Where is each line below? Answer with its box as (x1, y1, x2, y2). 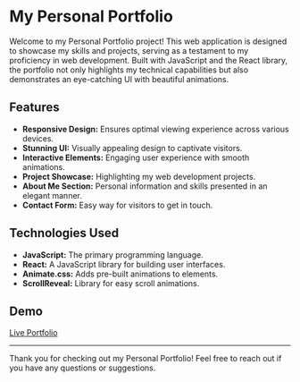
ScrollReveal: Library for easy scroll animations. (21, 277, 200, 288)
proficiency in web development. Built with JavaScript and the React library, (9, 55, 288, 65)
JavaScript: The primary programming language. (21, 249, 204, 260)
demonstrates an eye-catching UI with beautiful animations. (9, 73, 229, 84)
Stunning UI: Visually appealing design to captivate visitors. (21, 142, 243, 153)
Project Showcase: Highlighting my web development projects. (21, 171, 256, 182)
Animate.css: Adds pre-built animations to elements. (21, 268, 219, 279)
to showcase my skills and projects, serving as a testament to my (9, 45, 249, 55)
